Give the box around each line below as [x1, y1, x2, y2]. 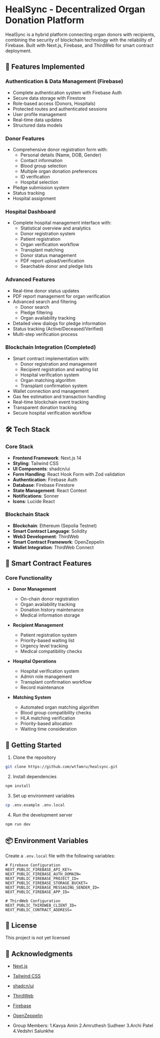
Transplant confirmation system [20, 382, 88, 389]
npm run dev [5, 822, 31, 827]
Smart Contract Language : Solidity [12, 528, 87, 534]
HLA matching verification [20, 715, 76, 721]
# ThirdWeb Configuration [5, 898, 60, 904]
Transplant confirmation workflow [20, 679, 92, 685]
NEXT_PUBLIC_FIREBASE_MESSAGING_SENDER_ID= [5, 885, 100, 890]
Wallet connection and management [12, 388, 89, 394]
